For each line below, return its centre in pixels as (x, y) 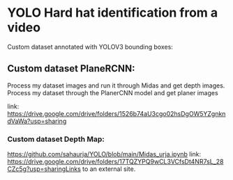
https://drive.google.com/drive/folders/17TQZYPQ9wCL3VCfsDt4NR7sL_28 (115, 162)
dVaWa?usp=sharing (37, 121)
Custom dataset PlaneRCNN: (71, 68)
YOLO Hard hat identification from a (113, 13)
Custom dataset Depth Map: (56, 139)
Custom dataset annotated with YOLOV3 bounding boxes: (90, 47)
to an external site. (109, 169)
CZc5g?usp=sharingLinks (44, 169)
